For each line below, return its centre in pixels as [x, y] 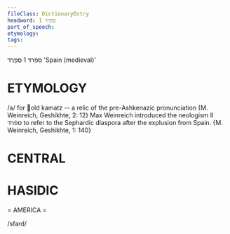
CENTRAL [36, 158]
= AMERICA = [27, 210]
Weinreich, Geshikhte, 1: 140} [49, 130]
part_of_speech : [31, 27]
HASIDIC [33, 191]
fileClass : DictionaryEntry [48, 14]
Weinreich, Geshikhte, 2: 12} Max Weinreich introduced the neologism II [110, 115]
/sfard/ [17, 224]
